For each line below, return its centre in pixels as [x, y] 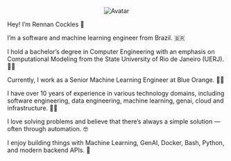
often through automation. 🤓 [48, 129]
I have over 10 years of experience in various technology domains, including [116, 93]
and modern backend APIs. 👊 [49, 150]
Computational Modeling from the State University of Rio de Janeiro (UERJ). [115, 59]
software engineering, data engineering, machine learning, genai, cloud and [115, 101]
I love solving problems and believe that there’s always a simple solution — [114, 121]
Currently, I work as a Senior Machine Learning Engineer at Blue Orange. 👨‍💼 [116, 80]
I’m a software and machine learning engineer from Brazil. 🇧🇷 [96, 38]
